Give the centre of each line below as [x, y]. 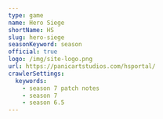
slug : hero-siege [36, 37]
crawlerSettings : [36, 74]
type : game [26, 15]
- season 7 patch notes [61, 88]
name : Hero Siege [36, 23]
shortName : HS [31, 30]
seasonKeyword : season [45, 45]
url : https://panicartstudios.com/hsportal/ [82, 67]
